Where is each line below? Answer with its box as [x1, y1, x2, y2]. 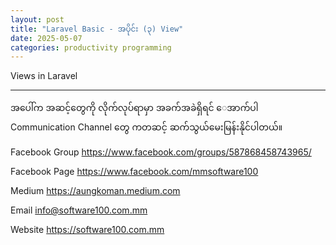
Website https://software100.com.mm [10, 224, 165, 236]
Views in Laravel [10, 70, 78, 82]
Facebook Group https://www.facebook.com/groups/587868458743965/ [10, 146, 312, 158]
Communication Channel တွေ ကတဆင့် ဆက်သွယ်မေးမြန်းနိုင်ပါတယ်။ [10, 121, 283, 133]
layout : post [10, 14, 65, 25]
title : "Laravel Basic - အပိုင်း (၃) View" [10, 24, 184, 34]
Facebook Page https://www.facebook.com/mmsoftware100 [10, 166, 259, 178]
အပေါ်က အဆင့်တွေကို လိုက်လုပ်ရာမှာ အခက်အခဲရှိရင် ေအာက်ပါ [10, 102, 259, 114]
